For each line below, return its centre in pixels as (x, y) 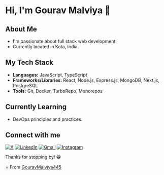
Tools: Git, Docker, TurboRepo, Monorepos (58, 91)
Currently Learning (36, 107)
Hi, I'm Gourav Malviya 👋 (58, 10)
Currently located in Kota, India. (46, 47)
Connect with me (33, 135)
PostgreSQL (25, 85)
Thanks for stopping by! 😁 (33, 157)
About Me (21, 29)
